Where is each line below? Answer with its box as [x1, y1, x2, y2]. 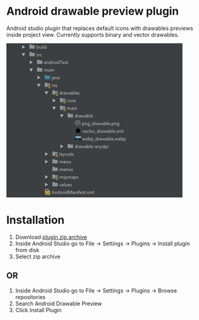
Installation [6, 213, 65, 227]
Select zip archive [15, 253, 61, 260]
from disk [15, 246, 40, 253]
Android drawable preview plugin [6, 4, 179, 18]
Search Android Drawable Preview [15, 300, 102, 307]
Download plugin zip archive [15, 233, 88, 240]
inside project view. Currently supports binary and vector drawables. [6, 31, 179, 38]
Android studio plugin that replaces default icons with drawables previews [6, 24, 193, 32]
